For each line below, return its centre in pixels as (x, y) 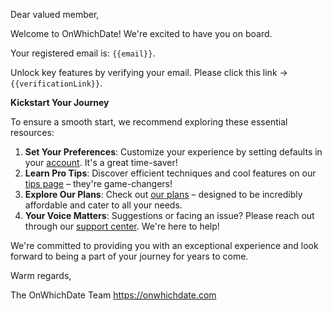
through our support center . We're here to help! (122, 226)
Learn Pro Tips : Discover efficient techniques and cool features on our (170, 173)
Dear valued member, (55, 14)
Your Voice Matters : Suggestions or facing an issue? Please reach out (169, 215)
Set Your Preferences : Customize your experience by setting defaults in (173, 152)
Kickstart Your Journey (60, 102)
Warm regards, (41, 275)
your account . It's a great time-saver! (101, 162)
